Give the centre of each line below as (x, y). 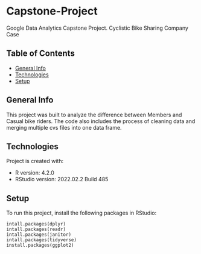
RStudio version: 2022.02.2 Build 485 (62, 179)
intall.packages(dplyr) (36, 224)
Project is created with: (35, 161)
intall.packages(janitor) (39, 235)
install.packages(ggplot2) (40, 246)
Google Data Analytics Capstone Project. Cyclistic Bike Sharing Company (97, 28)
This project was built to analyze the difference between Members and (94, 115)
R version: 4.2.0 (34, 173)
